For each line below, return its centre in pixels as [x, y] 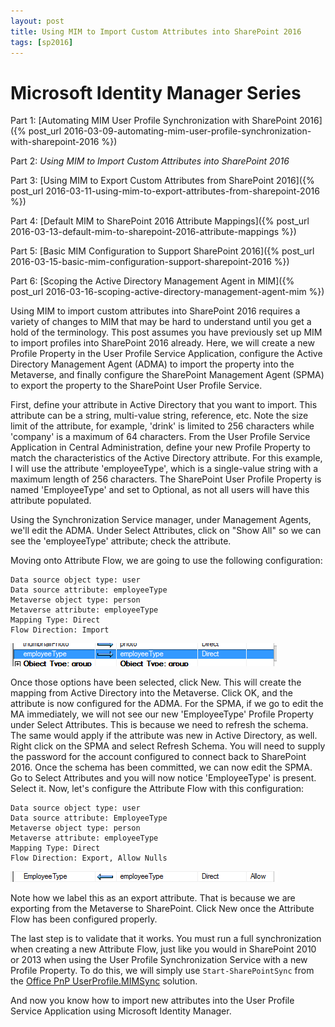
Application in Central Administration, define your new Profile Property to [160, 447]
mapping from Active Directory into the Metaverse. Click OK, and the [151, 693]
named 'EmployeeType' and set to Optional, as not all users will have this [160, 490]
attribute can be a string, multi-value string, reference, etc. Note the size [159, 416]
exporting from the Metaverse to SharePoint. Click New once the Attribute [162, 909]
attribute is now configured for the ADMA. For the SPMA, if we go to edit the [167, 704]
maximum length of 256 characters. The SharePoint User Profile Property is [166, 479]
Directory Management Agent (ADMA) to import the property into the [152, 364]
